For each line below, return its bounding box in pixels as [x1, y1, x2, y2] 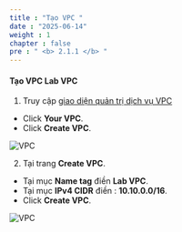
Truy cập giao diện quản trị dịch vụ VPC [22, 96, 173, 106]
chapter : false [9, 38, 71, 48]
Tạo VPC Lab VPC [9, 75, 78, 86]
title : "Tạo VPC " [9, 13, 84, 23]
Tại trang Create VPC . [22, 158, 106, 169]
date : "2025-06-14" [9, 22, 88, 31]
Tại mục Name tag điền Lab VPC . [22, 176, 148, 187]
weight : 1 [9, 30, 51, 39]
